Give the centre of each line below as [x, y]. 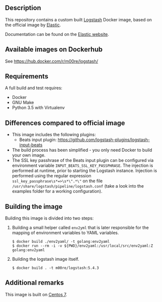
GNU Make [23, 103]
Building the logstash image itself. [46, 259]
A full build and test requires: [34, 88]
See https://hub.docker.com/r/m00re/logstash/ [52, 61]
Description [23, 8]
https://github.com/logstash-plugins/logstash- [104, 140]
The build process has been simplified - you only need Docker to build [82, 150]
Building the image [34, 206]
